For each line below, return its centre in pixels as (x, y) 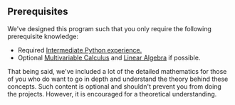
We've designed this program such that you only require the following (110, 28)
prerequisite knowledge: (43, 36)
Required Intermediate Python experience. (80, 50)
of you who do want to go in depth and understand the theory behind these (118, 79)
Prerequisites (38, 12)
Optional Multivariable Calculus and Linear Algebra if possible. (109, 57)
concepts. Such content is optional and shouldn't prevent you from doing (115, 86)
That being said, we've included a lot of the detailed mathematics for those (117, 71)
